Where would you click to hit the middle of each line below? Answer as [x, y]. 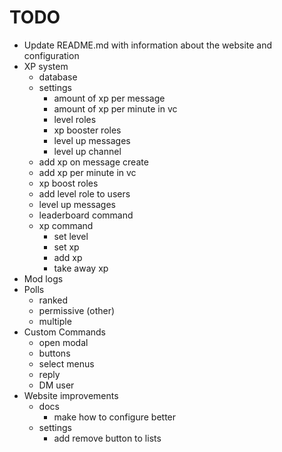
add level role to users [84, 193]
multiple [55, 321]
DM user [56, 385]
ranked [53, 300]
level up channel [87, 151]
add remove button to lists [107, 438]
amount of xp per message [109, 98]
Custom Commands [64, 332]
